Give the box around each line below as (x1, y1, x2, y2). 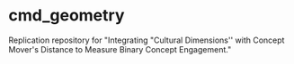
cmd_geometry (8, 5, 125, 26)
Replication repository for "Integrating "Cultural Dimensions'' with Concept (8, 35, 285, 45)
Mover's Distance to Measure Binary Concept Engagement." (8, 44, 232, 54)
